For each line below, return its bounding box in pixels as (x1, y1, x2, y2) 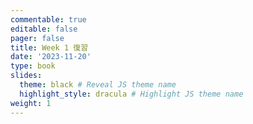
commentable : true (10, 14, 87, 25)
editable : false (10, 24, 78, 34)
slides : (10, 71, 43, 81)
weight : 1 (10, 98, 52, 108)
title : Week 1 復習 (10, 42, 89, 53)
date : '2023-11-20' (10, 52, 92, 62)
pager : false (10, 33, 65, 43)
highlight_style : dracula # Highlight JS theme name (19, 89, 244, 99)
